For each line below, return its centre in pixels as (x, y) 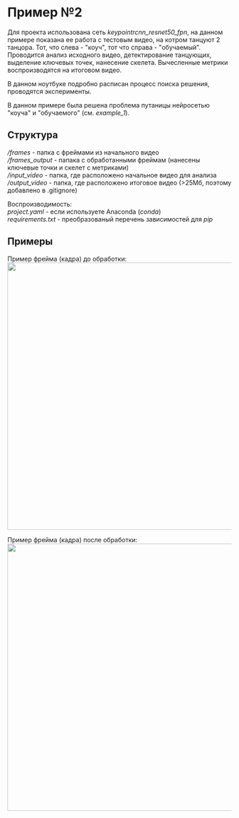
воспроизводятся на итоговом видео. (65, 70)
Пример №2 (45, 12)
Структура (33, 135)
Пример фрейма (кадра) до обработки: (67, 259)
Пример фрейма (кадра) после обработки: (73, 539)
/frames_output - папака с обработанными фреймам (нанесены (104, 160)
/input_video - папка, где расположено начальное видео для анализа (112, 175)
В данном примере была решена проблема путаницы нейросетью (108, 105)
